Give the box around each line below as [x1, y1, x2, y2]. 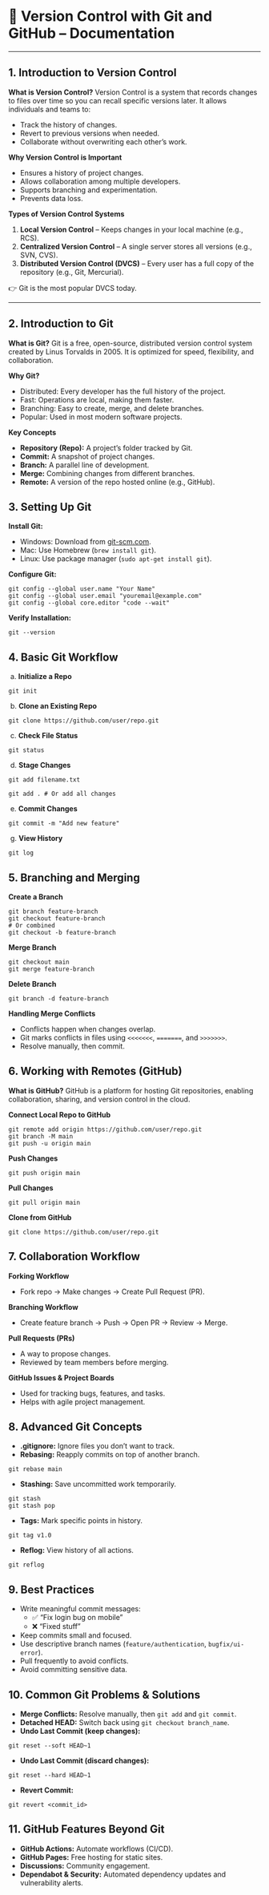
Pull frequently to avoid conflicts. [19, 1656, 130, 1666]
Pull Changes [8, 1182, 54, 1193]
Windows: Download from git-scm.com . [19, 537, 151, 547]
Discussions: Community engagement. [19, 1861, 151, 1870]
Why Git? [8, 370, 40, 380]
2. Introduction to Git [8, 317, 114, 331]
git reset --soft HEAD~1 [8, 1742, 91, 1750]
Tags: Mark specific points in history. [19, 1516, 143, 1525]
